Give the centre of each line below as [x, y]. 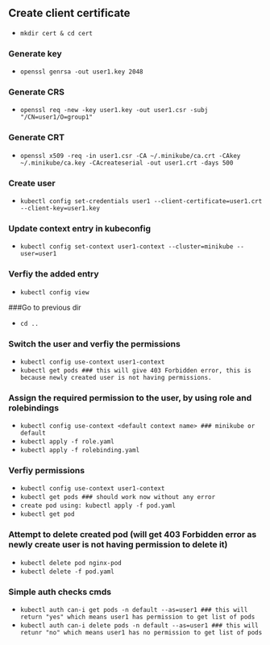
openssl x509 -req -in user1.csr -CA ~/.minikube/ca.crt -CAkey [130, 156]
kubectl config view [54, 292]
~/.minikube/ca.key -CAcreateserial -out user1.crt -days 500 [127, 163]
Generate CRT [37, 138]
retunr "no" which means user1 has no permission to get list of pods [141, 633]
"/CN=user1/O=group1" [56, 117]
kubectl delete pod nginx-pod [71, 563]
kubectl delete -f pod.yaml [67, 572]
